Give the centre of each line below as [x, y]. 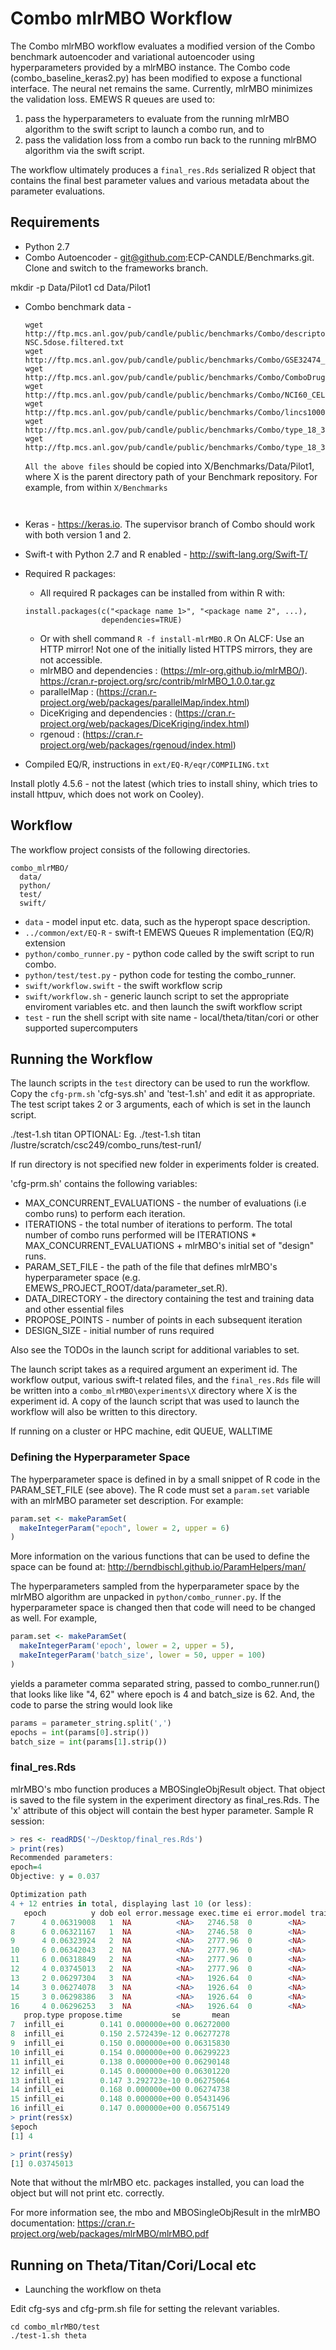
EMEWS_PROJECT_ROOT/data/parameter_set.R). [126, 1288]
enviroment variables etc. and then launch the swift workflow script [163, 1006]
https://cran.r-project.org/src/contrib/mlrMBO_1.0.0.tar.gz [157, 681]
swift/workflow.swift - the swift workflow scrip [123, 985]
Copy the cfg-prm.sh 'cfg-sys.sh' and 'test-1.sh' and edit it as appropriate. [163, 1094]
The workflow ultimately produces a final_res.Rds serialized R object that [163, 169]
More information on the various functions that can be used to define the [160, 1556]
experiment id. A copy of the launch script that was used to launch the [155, 1401]
